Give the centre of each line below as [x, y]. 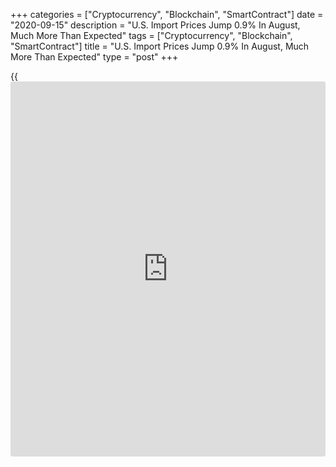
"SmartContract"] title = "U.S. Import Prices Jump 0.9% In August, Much [160, 46]
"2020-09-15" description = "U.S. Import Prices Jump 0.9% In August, [155, 25]
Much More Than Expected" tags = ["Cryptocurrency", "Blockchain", [151, 35]
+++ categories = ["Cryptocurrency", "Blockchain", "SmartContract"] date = [167, 14]
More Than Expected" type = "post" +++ [94, 57]
